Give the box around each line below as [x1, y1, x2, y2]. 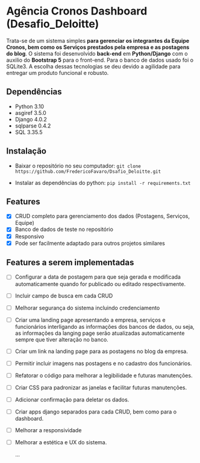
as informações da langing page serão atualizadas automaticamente [14, 329, 185, 337]
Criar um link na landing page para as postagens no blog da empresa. [14, 348, 189, 355]
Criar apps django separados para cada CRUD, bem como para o [14, 408, 177, 415]
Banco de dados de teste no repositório [14, 225, 113, 233]
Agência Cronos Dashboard [6, 4, 148, 18]
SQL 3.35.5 [14, 128, 43, 135]
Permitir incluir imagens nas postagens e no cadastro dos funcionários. [14, 360, 192, 367]
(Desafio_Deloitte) [6, 17, 99, 31]
